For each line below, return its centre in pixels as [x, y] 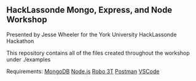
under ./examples [29, 59]
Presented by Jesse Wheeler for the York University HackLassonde [92, 34]
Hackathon [20, 41]
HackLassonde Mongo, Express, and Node [89, 10]
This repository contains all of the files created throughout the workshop [98, 53]
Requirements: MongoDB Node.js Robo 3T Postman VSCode [83, 71]
